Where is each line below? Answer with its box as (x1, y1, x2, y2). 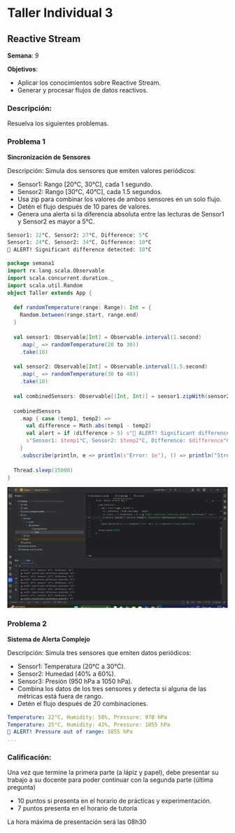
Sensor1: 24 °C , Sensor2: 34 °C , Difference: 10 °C (7, 239, 152, 246)
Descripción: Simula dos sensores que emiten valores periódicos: (7, 166, 196, 174)
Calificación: (7, 752, 52, 762)
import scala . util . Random (7, 282, 83, 289)
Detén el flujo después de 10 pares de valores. (17, 202, 152, 211)
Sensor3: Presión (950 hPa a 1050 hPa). (17, 677, 133, 685)
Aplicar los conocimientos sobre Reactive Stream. (17, 78, 162, 87)
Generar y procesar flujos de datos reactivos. (17, 86, 148, 94)
